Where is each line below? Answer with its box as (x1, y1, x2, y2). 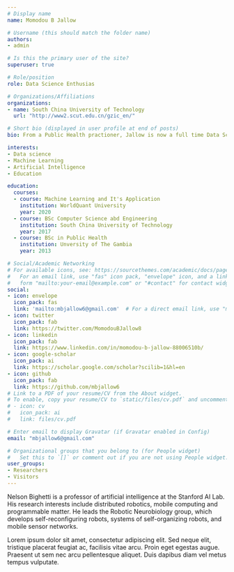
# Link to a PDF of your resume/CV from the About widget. (7, 390, 182, 397)
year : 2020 (19, 209, 52, 216)
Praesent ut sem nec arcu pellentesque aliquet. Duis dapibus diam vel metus (7, 550, 227, 559)
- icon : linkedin (7, 331, 58, 338)
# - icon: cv (7, 402, 45, 410)
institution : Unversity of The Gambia (19, 241, 132, 248)
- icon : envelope (7, 292, 58, 300)
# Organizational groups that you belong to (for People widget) (7, 447, 201, 454)
